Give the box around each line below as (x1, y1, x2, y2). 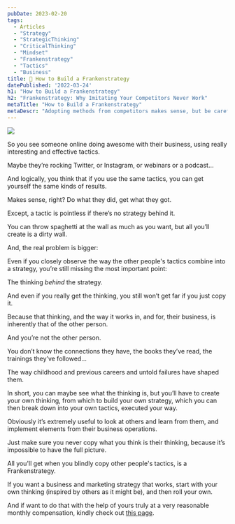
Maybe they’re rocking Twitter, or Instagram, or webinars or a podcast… (7, 161, 215, 169)
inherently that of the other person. (7, 319, 108, 328)
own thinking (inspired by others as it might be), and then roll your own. (7, 487, 213, 496)
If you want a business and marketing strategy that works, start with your (7, 480, 218, 488)
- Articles (13, 23, 45, 30)
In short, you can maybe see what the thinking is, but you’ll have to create (7, 388, 220, 397)
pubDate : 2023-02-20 (7, 10, 68, 17)
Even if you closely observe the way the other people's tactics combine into (7, 256, 226, 265)
